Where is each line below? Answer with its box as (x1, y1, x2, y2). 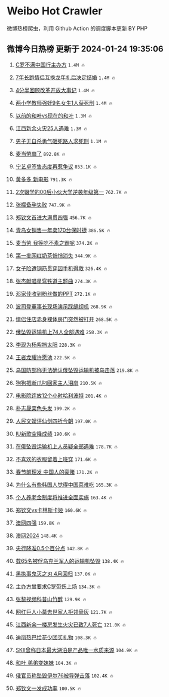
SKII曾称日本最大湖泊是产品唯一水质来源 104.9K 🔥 (15, 646, 138, 653)
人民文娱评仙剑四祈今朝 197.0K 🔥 (15, 417, 97, 425)
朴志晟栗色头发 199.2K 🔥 (15, 404, 76, 411)
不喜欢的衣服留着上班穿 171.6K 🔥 (15, 455, 97, 462)
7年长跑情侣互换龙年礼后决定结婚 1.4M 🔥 (15, 74, 116, 81)
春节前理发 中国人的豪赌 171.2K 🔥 (15, 468, 99, 475)
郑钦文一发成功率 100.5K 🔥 (15, 684, 81, 692)
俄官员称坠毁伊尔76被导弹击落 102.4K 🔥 (15, 672, 113, 679)
